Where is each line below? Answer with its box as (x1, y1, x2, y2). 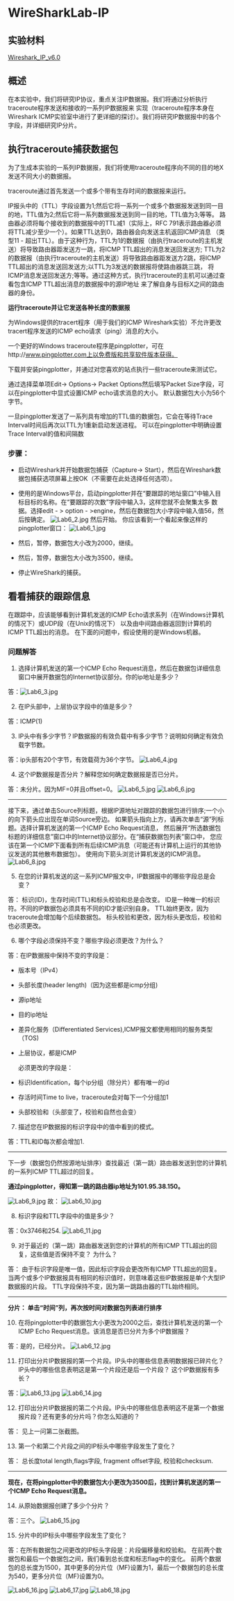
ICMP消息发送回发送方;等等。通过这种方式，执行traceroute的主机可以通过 (8, 271, 219, 279)
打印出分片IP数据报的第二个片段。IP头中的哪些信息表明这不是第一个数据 (17, 1404, 224, 1412)
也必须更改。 (8, 922, 44, 930)
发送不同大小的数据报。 (8, 172, 75, 180)
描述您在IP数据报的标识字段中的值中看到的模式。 (17, 1123, 158, 1131)
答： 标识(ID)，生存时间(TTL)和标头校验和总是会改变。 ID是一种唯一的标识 (8, 896, 221, 904)
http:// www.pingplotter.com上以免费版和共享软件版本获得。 (8, 350, 178, 358)
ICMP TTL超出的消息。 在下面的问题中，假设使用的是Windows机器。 (8, 628, 205, 636)
